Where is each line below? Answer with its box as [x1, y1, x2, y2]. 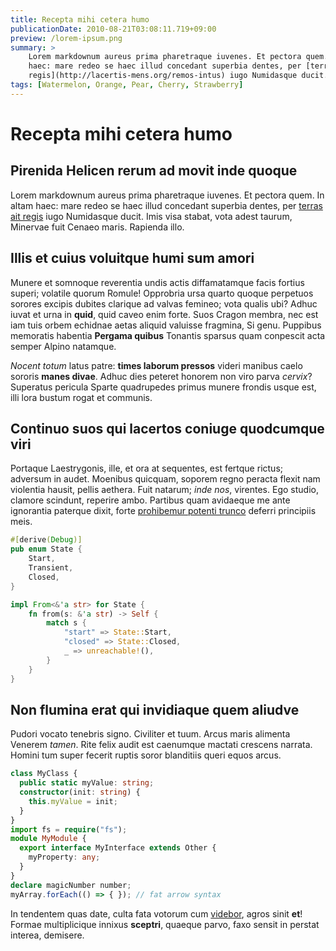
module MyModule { [10, 834, 87, 844]
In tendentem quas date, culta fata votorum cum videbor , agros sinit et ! [10, 907, 303, 920]
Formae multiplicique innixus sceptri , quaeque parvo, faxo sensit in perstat [10, 918, 320, 930]
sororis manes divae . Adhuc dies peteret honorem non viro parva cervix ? [10, 370, 313, 382]
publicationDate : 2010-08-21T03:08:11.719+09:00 [10, 24, 217, 34]
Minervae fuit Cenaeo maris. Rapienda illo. [10, 221, 185, 233]
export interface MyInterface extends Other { [19, 843, 217, 853]
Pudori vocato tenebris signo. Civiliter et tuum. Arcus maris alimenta [10, 728, 291, 740]
